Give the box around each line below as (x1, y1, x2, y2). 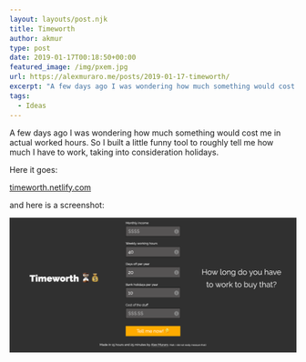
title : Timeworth (9, 24, 76, 34)
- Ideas (17, 101, 47, 110)
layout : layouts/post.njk (9, 15, 107, 24)
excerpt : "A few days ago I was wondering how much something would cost (9, 82, 296, 91)
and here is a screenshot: (9, 199, 105, 210)
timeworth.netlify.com (9, 182, 92, 193)
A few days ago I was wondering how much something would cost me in (9, 127, 281, 138)
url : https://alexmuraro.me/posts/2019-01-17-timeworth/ (9, 73, 230, 82)
